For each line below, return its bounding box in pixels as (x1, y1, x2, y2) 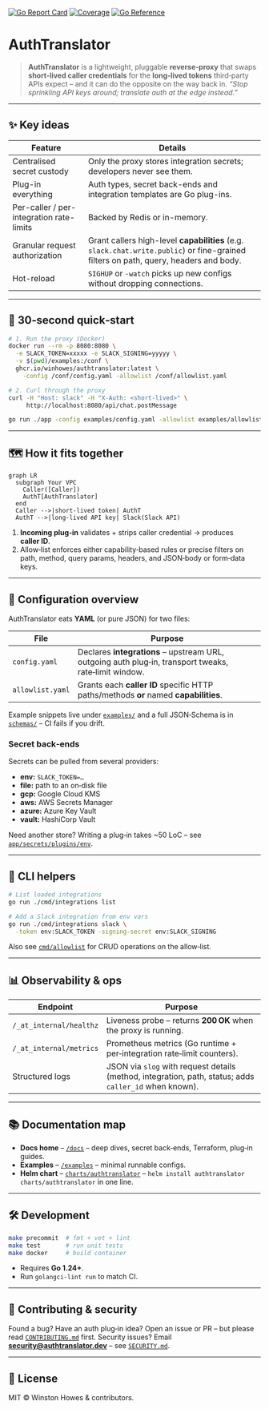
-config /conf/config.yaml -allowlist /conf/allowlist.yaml (22, 372, 227, 380)
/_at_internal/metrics (12, 1044, 98, 1053)
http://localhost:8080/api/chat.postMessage (26, 401, 178, 409)
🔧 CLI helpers (8, 869, 76, 883)
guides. (19, 1152, 46, 1161)
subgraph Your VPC (15, 479, 78, 487)
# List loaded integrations (8, 891, 102, 899)
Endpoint (38, 1001, 74, 1012)
